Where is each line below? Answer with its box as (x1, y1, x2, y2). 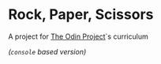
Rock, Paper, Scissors (8, 6, 154, 24)
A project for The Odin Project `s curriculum (8, 32, 148, 41)
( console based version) (8, 47, 87, 56)
